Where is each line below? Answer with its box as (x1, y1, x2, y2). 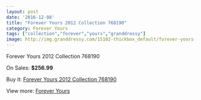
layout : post (6, 8, 39, 15)
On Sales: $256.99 (6, 64, 53, 71)
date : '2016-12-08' (6, 14, 55, 20)
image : (6, 36, 23, 42)
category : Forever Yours (6, 25, 68, 32)
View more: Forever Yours (6, 87, 70, 94)
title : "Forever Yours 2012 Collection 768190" (6, 20, 127, 26)
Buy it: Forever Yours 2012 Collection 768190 (6, 76, 117, 83)
